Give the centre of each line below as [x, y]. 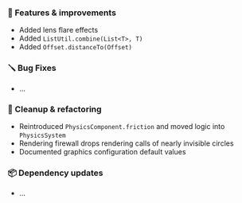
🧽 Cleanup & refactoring [55, 109]
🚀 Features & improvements [62, 13]
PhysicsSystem [42, 135]
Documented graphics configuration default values [102, 151]
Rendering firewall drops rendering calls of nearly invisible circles [126, 143]
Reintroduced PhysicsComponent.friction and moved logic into [122, 126]
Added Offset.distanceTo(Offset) [76, 47]
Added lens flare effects [59, 30]
